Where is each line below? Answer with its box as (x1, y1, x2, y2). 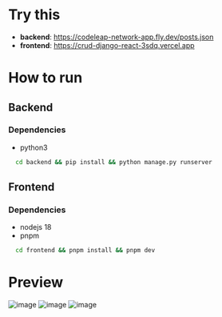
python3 (19, 142, 48, 152)
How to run (8, 69, 83, 87)
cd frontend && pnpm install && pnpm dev (15, 247, 156, 255)
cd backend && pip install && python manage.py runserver (15, 158, 213, 166)
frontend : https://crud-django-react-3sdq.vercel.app (19, 40, 195, 50)
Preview (8, 274, 64, 291)
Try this (8, 6, 61, 24)
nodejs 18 (19, 223, 52, 232)
